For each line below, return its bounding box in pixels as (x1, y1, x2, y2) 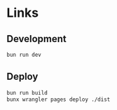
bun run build (6, 89, 48, 96)
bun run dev (6, 51, 41, 58)
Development (6, 33, 67, 45)
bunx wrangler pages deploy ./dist (6, 96, 111, 103)
